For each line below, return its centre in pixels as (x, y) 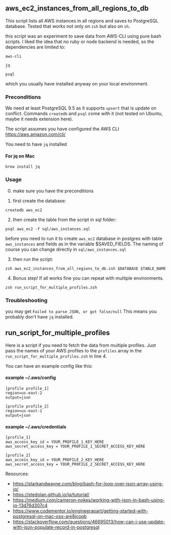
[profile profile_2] (27, 406)
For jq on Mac (20, 156)
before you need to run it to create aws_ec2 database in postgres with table (84, 238)
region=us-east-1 (24, 411)
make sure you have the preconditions (53, 191)
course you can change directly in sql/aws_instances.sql (66, 249)
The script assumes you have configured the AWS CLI (62, 129)
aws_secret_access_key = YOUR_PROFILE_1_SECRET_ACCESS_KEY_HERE (75, 447)
